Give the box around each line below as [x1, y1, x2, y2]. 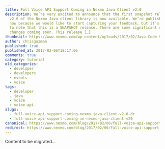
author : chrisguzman [5, 39, 48, 44]
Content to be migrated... [5, 139, 56, 145]
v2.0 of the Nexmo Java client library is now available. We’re [9, 16, 144, 21]
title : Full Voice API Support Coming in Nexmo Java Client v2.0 [5, 7, 141, 12]
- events [9, 75, 27, 80]
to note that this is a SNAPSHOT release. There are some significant [9, 25, 157, 30]
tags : [5, 84, 16, 89]
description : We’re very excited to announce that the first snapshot [5, 12, 153, 17]
